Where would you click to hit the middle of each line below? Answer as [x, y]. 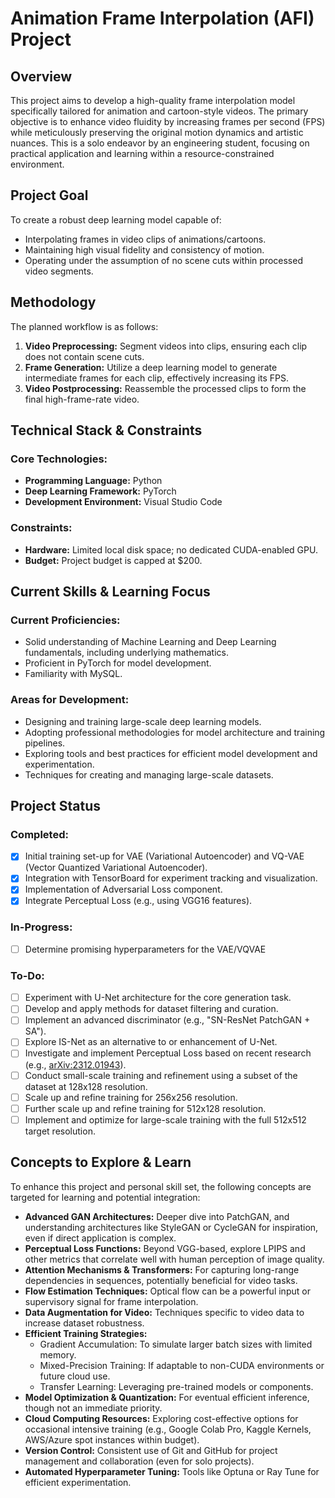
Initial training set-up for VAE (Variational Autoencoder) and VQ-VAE [164, 856]
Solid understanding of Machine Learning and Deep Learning [150, 642]
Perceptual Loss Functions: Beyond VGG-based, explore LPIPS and [165, 1248]
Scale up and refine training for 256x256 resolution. [131, 1097]
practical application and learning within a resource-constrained [142, 153]
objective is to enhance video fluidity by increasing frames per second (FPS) [168, 121]
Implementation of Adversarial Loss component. [123, 889]
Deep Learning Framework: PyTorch [100, 491]
